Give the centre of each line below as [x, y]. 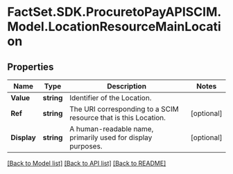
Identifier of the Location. [110, 98]
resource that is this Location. [118, 118]
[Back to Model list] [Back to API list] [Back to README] [87, 163]
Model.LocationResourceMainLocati [114, 27]
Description [127, 86]
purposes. [86, 146]
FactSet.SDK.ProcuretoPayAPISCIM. [114, 12]
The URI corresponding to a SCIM [124, 109]
